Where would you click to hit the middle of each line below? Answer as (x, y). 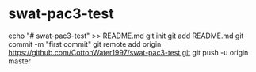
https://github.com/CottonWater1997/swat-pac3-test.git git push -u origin (128, 52)
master (20, 61)
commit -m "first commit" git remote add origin (85, 44)
